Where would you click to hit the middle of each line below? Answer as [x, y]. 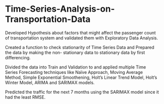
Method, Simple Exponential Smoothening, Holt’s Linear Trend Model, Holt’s [81, 77]
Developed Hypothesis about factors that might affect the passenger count [81, 33]
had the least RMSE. [25, 97]
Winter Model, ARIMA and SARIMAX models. [50, 82]
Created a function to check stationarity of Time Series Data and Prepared [80, 47]
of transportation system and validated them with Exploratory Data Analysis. [82, 38]
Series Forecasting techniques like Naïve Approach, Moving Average [74, 72]
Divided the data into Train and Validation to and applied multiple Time [76, 67]
